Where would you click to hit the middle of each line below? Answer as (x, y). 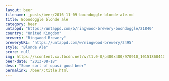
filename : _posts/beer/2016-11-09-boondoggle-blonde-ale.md (70, 15)
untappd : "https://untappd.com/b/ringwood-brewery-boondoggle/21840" (80, 29)
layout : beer (19, 10)
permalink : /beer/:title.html (37, 71)
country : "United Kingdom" (33, 33)
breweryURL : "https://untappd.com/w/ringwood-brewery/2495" (70, 43)
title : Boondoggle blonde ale (37, 19)
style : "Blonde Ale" (27, 47)
